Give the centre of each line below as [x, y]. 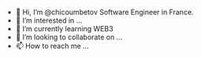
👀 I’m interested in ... [49, 20]
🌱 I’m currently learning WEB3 [64, 29]
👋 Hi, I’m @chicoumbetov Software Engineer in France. [105, 12]
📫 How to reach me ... [52, 46]
